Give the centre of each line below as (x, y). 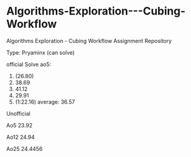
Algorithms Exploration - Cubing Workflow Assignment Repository (89, 41)
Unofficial (18, 113)
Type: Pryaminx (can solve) (40, 52)
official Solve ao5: (29, 64)
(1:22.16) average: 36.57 (45, 102)
